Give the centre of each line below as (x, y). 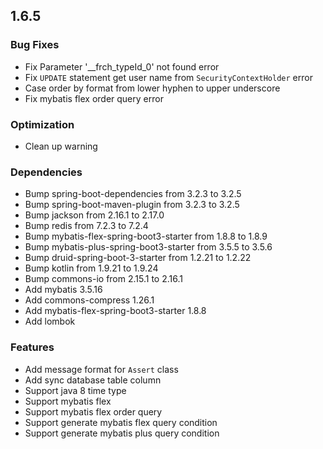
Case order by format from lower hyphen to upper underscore (152, 88)
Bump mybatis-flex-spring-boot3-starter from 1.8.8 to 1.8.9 (146, 236)
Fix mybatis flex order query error (94, 98)
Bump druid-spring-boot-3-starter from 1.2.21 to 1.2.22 (138, 258)
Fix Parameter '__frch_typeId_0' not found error (122, 66)
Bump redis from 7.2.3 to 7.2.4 (86, 226)
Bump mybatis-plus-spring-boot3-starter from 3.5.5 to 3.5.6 (148, 247)
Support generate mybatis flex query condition (121, 422)
